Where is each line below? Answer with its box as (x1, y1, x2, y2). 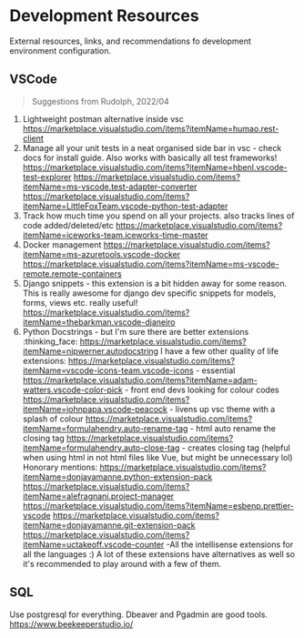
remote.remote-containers (22, 268, 122, 278)
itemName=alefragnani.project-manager (22, 491, 175, 501)
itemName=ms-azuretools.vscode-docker (22, 248, 180, 259)
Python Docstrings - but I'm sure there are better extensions (22, 326, 249, 337)
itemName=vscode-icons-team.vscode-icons (22, 365, 194, 376)
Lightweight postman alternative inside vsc (22, 113, 184, 124)
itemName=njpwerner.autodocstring (22, 345, 159, 356)
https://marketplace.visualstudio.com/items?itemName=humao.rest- (22, 123, 279, 134)
